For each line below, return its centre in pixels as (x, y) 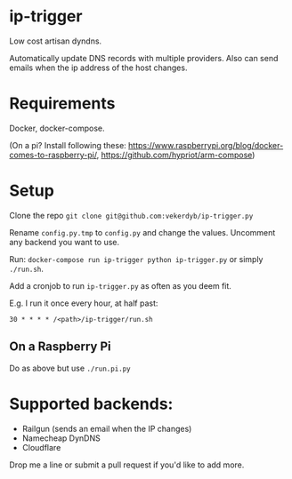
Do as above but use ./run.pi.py (70, 368)
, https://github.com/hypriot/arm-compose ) (176, 155)
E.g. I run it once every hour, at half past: (84, 303)
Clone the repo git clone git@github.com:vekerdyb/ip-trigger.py (131, 215)
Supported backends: (91, 404)
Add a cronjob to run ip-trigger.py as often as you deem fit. (120, 285)
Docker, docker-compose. (57, 128)
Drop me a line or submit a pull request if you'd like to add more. (127, 465)
